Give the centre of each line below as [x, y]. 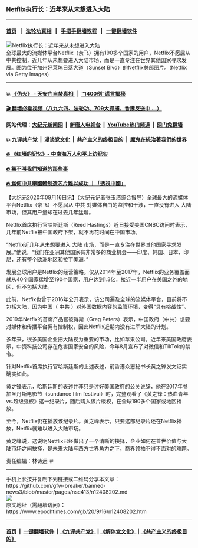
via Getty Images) [28, 74]
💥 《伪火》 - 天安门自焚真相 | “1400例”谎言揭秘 [66, 94]
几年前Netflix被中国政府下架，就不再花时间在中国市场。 [73, 232]
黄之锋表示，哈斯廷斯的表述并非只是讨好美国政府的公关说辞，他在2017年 [94, 386]
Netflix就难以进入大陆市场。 [50, 429]
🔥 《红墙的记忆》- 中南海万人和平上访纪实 [57, 154]
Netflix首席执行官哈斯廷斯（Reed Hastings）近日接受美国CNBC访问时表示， [98, 225]
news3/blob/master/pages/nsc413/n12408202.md [67, 492]
